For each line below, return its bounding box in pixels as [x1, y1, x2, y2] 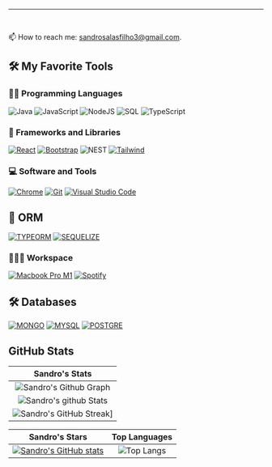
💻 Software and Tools [8, 165, 97, 176]
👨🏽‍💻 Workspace [8, 253, 74, 264]
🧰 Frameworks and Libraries [8, 126, 121, 138]
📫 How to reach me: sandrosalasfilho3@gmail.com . [8, 32, 182, 41]
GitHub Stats [8, 344, 74, 358]
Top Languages [111, 431, 172, 443]
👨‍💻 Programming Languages [8, 88, 123, 100]
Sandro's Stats [33, 368, 92, 380]
